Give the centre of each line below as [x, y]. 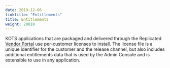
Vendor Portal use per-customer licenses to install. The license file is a [79, 44]
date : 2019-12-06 [24, 10]
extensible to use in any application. [43, 60]
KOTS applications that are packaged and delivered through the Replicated [83, 39]
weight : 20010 [20, 24]
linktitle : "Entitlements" [34, 15]
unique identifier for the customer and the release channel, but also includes [85, 49]
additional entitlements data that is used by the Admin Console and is [78, 55]
